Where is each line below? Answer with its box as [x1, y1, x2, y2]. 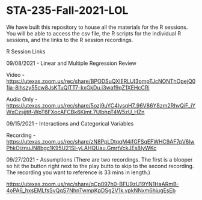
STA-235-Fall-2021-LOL [6, 4, 129, 17]
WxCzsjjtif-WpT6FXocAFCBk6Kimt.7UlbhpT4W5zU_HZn [6, 108, 145, 115]
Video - [6, 71, 25, 78]
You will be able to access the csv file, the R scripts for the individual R [6, 29, 182, 37]
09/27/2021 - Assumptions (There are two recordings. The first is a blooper [6, 156, 193, 163]
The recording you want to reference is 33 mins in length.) [6, 169, 150, 176]
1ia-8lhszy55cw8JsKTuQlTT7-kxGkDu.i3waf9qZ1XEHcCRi [6, 83, 150, 91]
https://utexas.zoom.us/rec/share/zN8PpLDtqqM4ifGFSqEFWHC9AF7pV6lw [6, 138, 195, 145]
